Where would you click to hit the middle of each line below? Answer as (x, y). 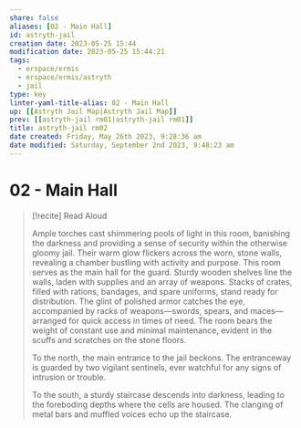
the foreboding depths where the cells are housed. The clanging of (157, 404)
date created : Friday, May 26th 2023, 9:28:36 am (106, 137)
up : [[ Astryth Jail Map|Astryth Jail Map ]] (93, 111)
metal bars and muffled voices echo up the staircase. (132, 414)
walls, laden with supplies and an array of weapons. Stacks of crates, (162, 282)
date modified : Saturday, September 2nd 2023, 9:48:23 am (122, 145)
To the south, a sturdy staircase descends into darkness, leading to (158, 394)
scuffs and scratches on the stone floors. (109, 339)
